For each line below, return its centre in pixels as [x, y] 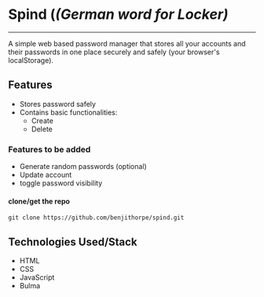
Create [42, 120]
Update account [46, 175]
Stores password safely [58, 104]
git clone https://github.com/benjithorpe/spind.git [96, 218]
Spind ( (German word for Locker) [119, 15]
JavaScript [37, 277]
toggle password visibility [61, 183]
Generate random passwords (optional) [83, 167]
